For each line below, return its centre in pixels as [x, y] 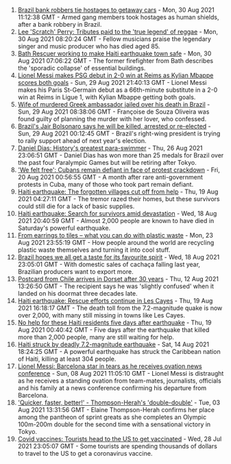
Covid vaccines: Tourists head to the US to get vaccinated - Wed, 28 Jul [120, 439]
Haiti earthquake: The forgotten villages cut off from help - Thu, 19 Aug [118, 192]
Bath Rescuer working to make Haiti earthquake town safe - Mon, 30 [114, 53]
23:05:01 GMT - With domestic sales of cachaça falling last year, [109, 264]
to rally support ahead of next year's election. [82, 141]
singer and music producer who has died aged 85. [89, 46]
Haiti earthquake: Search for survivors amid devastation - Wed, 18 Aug [117, 214]
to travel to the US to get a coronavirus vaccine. [85, 453]
